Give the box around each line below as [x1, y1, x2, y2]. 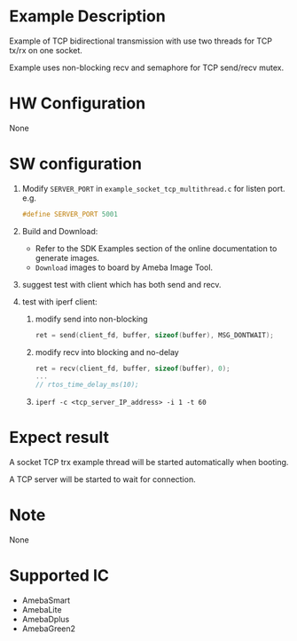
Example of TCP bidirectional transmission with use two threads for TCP [9, 36, 273, 46]
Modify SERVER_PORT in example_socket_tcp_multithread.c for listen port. [21, 183, 285, 194]
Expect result [9, 428, 109, 447]
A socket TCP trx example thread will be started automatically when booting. [9, 457, 289, 468]
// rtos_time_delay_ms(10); [35, 380, 139, 390]
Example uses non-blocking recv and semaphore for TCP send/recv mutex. [9, 62, 285, 73]
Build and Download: [21, 226, 98, 236]
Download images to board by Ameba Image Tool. [35, 262, 214, 273]
